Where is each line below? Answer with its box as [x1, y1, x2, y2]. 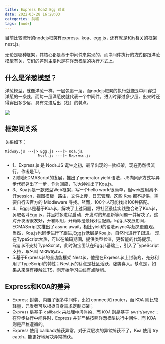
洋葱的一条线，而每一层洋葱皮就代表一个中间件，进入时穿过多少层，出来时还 [5, 94, 160, 100]
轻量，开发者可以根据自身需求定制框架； [12, 303, 94, 309]
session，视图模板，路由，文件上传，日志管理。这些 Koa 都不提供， [16, 193, 155, 199]
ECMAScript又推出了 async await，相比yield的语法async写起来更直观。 [12, 223, 157, 229]
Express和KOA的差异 [5, 282, 70, 291]
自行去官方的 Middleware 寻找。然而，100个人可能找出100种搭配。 [16, 199, 152, 205]
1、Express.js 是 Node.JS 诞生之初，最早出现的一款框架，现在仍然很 [12, 162, 151, 168]
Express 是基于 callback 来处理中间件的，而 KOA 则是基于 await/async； [12, 309, 160, 315]
